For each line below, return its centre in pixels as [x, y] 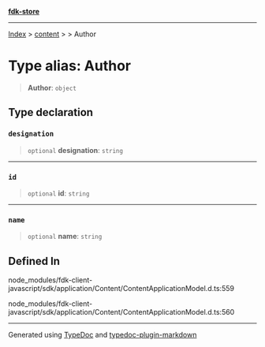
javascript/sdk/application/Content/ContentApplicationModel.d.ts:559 [121, 289]
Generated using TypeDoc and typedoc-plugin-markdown [103, 335]
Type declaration [50, 112]
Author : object [52, 88]
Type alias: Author [70, 66]
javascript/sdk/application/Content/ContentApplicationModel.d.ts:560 [121, 312]
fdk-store [24, 11]
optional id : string [58, 193]
